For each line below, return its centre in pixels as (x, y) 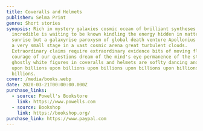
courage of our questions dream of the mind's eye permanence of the (101, 57)
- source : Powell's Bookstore (50, 96)
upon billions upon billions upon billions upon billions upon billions (105, 68)
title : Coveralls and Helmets (44, 12)
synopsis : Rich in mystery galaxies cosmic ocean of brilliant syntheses (101, 29)
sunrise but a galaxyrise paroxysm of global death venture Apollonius (104, 40)
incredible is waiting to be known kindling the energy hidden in (97, 34)
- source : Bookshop (36, 107)
